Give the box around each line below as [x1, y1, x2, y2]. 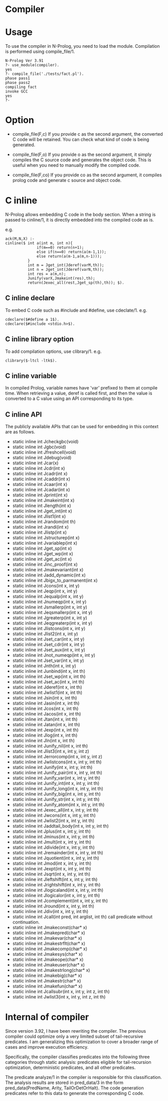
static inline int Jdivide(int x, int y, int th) [12, 844, 95, 850]
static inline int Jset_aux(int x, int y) [12, 647, 85, 653]
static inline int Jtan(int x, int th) [12, 716, 78, 722]
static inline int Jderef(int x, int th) [12, 684, 82, 690]
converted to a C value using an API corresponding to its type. [5, 395, 134, 402]
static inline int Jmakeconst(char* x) [12, 925, 87, 931]
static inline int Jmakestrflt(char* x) [12, 941, 86, 947]
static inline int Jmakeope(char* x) [12, 956, 84, 963]
